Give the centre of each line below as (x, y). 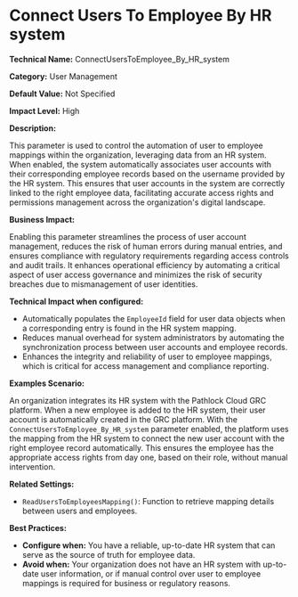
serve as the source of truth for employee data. (109, 554)
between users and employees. (80, 511)
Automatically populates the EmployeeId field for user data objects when (154, 318)
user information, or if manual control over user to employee (151, 573)
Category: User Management (64, 76)
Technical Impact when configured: (77, 301)
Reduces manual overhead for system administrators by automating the (153, 337)
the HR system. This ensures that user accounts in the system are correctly (147, 183)
